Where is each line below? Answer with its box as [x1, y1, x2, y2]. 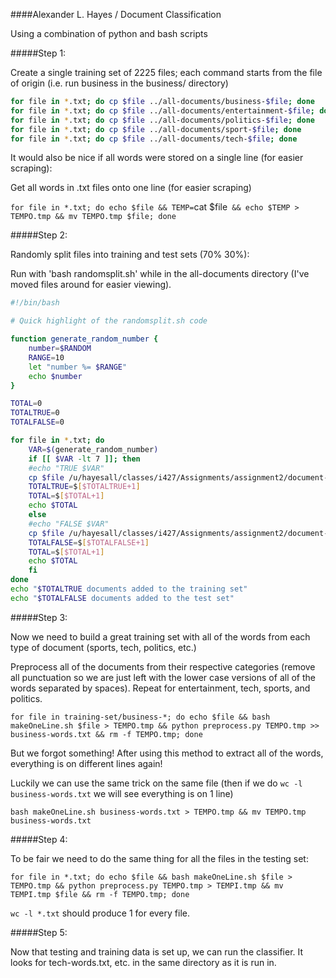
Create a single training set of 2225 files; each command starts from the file [10, 67, 323, 78]
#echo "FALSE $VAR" [28, 519, 110, 529]
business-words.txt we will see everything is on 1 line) [10, 787, 234, 799]
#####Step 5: [10, 926, 68, 938]
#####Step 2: [10, 229, 68, 241]
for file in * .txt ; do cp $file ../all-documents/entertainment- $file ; [10, 105, 315, 116]
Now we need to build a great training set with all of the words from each [10, 630, 311, 643]
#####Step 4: [10, 833, 68, 845]
